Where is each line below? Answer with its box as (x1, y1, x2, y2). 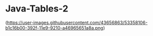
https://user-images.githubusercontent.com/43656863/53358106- (7, 19, 148, 25)
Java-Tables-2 (5, 3, 69, 14)
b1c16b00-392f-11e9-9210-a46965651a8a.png (5, 24, 103, 30)
